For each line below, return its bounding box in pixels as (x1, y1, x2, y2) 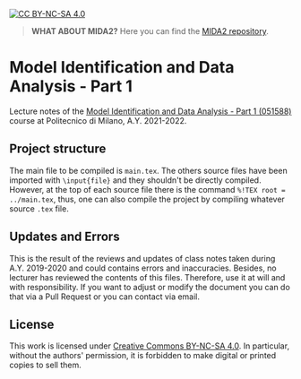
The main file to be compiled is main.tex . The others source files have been (9, 165, 288, 176)
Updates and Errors (9, 229, 120, 245)
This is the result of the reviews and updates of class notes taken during (9, 253, 276, 263)
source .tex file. (9, 202, 69, 214)
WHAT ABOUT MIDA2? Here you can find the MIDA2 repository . (30, 26, 269, 36)
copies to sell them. (9, 359, 82, 371)
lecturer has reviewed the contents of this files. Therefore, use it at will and (9, 271, 286, 282)
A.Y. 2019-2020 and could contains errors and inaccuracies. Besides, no (9, 263, 278, 273)
